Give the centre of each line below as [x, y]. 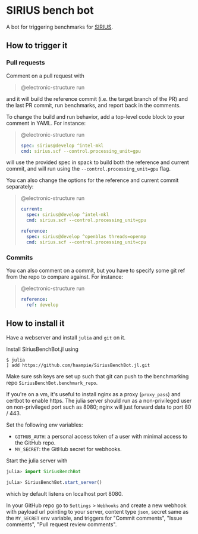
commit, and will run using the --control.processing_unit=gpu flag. [89, 169]
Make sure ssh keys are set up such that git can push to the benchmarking [98, 376]
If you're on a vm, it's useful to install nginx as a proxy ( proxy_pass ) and [93, 394]
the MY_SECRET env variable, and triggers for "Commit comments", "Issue [94, 518]
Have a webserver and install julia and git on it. [66, 338]
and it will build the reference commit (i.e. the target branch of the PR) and [97, 98]
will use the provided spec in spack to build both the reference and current [98, 162]
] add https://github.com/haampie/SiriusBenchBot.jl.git [78, 365]
